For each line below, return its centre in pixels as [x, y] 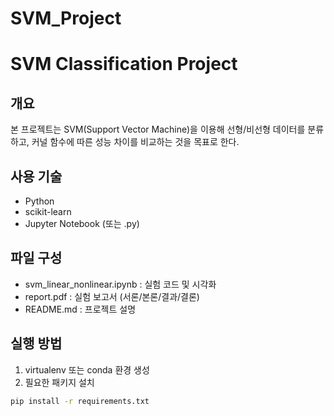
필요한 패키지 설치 [59, 382]
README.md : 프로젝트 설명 [80, 309]
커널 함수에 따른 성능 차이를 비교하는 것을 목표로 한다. [135, 142]
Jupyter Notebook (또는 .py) [82, 223]
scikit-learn [48, 211]
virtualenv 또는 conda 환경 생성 [87, 369]
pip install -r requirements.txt [80, 401]
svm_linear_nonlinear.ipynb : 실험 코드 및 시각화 [120, 284]
